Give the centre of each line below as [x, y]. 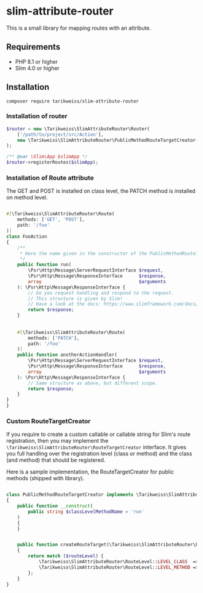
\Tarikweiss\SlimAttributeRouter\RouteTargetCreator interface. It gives [96, 447]
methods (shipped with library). [45, 478]
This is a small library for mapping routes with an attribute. [79, 28]
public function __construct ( [55, 506]
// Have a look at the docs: [65, 304]
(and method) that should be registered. [56, 460]
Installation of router [37, 116]
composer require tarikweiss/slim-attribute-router [72, 101]
